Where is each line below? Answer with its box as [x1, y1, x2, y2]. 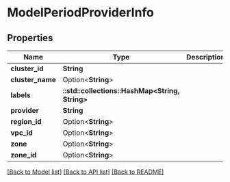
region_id [10, 117, 42, 126]
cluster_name [10, 75, 56, 84]
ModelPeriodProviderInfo [7, 5, 154, 21]
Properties [7, 32, 53, 44]
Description [186, 53, 226, 62]
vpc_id [10, 128, 33, 138]
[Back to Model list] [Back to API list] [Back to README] [7, 168, 164, 176]
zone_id [10, 151, 37, 159]
